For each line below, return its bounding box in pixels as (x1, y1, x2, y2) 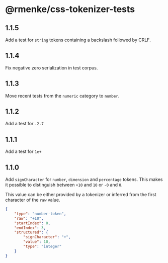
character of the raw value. (5, 197, 60, 203)
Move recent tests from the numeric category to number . (5, 93, 120, 99)
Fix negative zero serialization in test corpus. (5, 64, 98, 71)
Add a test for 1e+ (5, 148, 42, 154)
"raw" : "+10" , (14, 216, 44, 221)
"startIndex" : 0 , (14, 220, 51, 226)
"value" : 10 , (23, 239, 51, 244)
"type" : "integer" (23, 244, 62, 249)
